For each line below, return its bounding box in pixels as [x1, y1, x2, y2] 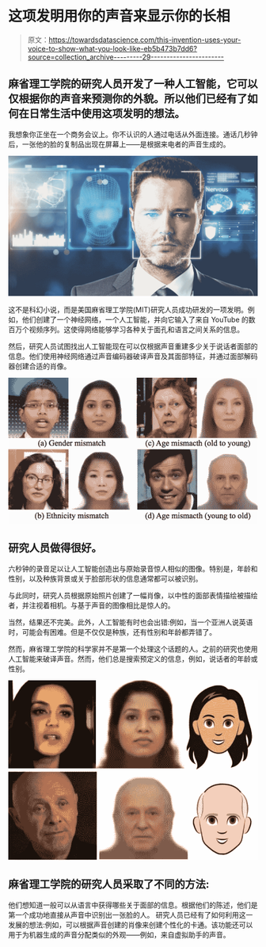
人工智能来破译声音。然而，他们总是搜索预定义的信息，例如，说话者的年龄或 [8, 654, 258, 663]
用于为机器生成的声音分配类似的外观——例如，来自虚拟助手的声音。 [8, 930, 230, 939]
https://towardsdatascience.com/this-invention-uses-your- [48, 35, 241, 44]
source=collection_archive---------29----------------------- [27, 52, 224, 62]
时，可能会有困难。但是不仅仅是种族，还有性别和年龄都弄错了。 [8, 627, 216, 636]
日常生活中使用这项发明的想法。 [28, 107, 185, 120]
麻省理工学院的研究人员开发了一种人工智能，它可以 [8, 77, 258, 91]
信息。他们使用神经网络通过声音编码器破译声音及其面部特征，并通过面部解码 [8, 352, 258, 361]
